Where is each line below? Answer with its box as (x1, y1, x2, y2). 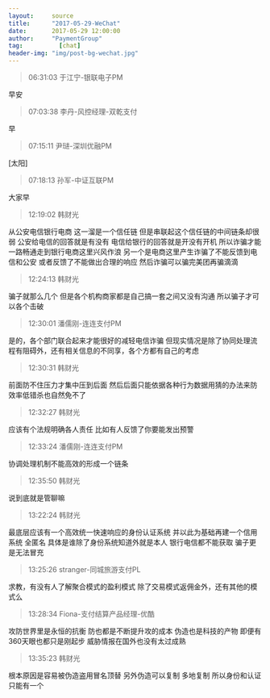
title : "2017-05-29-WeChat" (8, 19, 121, 27)
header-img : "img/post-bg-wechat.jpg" (8, 49, 139, 57)
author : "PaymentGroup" (8, 34, 103, 43)
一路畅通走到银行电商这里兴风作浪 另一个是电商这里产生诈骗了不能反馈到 (8, 247, 251, 257)
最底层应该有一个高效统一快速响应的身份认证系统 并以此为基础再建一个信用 (8, 528, 258, 537)
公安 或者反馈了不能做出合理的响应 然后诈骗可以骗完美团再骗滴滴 (22, 257, 239, 266)
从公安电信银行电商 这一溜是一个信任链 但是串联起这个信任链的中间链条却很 (8, 227, 260, 236)
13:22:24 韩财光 (27, 510, 81, 520)
